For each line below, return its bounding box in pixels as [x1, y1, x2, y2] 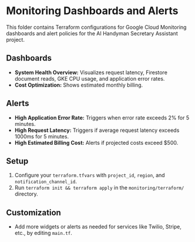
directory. [14, 190, 38, 198]
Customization [6, 207, 62, 217]
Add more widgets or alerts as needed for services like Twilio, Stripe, [14, 223, 182, 230]
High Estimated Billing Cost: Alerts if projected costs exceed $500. [14, 139, 179, 146]
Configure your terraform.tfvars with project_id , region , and [14, 172, 166, 179]
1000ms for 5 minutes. [14, 132, 69, 140]
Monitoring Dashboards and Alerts [6, 4, 179, 18]
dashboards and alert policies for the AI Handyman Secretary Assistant [6, 29, 178, 37]
